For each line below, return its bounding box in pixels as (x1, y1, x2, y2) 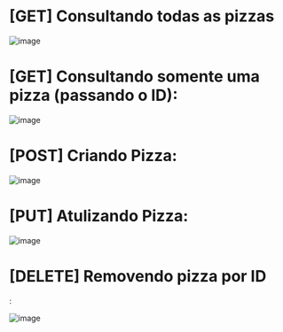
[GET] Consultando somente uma (9, 66, 260, 87)
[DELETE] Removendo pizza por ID (9, 266, 267, 286)
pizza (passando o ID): (9, 86, 178, 105)
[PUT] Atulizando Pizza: (9, 206, 189, 226)
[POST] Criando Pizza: (9, 146, 177, 166)
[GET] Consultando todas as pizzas (9, 6, 275, 27)
